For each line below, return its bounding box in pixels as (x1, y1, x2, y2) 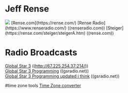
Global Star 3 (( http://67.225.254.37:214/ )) (5, 63, 88, 68)
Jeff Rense (5, 3, 49, 14)
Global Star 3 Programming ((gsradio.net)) (5, 68, 89, 74)
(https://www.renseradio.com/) (5, 25, 67, 31)
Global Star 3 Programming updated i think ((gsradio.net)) (5, 73, 120, 79)
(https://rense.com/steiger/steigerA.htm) (5, 30, 86, 36)
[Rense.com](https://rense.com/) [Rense (11, 20, 92, 26)
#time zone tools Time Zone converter (5, 82, 81, 88)
